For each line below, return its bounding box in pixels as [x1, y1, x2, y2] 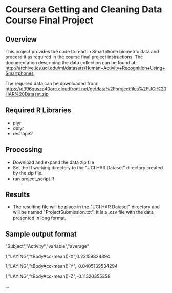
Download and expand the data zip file [12, 159, 95, 165]
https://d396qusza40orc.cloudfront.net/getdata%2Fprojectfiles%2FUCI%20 [5, 86, 167, 92]
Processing [5, 145, 42, 154]
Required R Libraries [5, 106, 72, 115]
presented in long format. [12, 214, 67, 221]
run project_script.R [12, 175, 55, 182]
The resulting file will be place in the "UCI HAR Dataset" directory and [12, 204, 160, 210]
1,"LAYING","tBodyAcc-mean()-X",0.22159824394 [5, 253, 110, 260]
